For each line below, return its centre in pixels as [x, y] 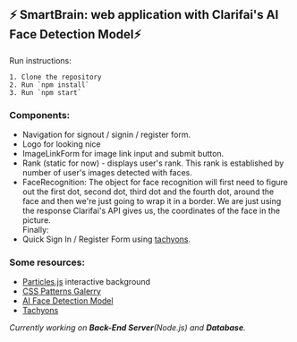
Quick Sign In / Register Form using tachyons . [106, 239]
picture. [36, 220]
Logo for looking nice [61, 144]
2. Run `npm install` [50, 85]
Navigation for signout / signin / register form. [106, 135]
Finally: [35, 230]
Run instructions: [40, 60]
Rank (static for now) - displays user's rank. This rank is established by [153, 163]
